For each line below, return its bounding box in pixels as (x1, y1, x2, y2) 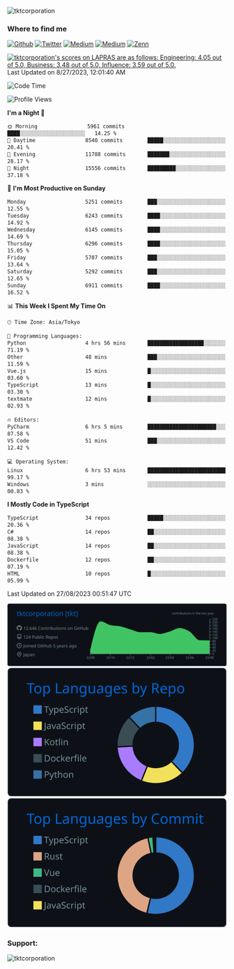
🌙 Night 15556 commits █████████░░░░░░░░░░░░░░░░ (7, 165, 226, 172)
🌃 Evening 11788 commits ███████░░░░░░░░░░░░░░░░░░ (7, 151, 226, 158)
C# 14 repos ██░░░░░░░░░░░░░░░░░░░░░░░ (7, 529, 226, 536)
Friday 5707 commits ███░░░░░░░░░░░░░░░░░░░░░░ (7, 255, 226, 262)
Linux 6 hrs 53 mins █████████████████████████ (7, 467, 226, 474)
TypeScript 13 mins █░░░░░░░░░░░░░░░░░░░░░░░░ (7, 382, 226, 389)
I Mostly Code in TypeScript (7, 500, 89, 509)
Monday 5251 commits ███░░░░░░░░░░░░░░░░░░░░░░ (7, 199, 226, 206)
